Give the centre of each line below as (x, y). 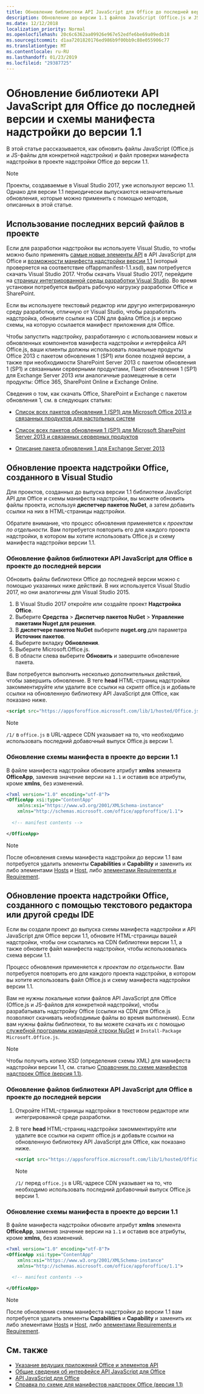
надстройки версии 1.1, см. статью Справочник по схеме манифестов (97, 1067)
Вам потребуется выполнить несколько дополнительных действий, (94, 674)
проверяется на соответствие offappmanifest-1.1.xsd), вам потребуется (99, 268)
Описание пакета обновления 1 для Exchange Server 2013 (90, 449)
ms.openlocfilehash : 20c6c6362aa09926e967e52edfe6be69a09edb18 (88, 35)
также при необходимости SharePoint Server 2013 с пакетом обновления (101, 363)
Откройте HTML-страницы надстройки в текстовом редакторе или (102, 1111)
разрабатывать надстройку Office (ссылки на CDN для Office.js (89, 1011)
